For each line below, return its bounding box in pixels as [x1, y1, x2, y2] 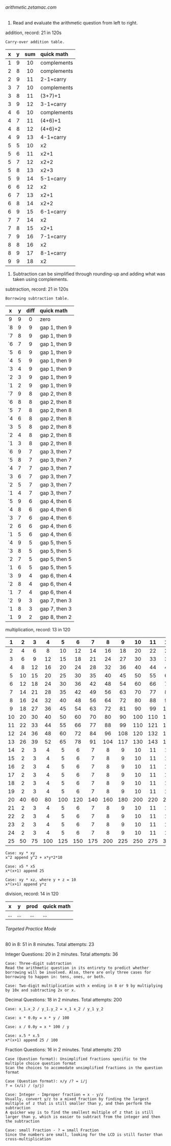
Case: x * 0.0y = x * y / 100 [5, 1016, 70, 1021]
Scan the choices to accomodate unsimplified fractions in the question [5, 1066, 163, 1071]
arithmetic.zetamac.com [5, 4, 57, 10]
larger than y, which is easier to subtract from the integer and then [5, 1114, 160, 1120]
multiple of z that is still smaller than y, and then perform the [5, 1101, 152, 1106]
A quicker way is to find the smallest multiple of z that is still [5, 1110, 154, 1115]
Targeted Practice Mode [5, 926, 56, 932]
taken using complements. [12, 276, 69, 283]
